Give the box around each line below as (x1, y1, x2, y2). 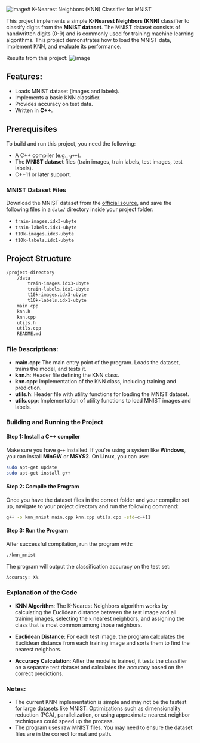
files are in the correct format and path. (14, 730, 112, 738)
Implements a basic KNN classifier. (14, 93, 101, 101)
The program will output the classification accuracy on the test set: (6, 563, 171, 570)
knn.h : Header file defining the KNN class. (14, 371, 119, 379)
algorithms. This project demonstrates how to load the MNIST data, (6, 37, 171, 43)
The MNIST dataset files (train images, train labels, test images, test (14, 158, 183, 165)
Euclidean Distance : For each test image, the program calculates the (14, 633, 185, 640)
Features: (6, 72, 43, 82)
